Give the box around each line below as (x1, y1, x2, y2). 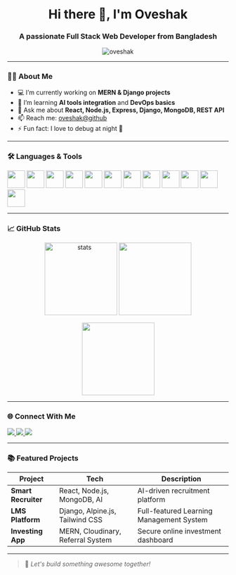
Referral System (58, 535, 112, 545)
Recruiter (11, 494, 43, 504)
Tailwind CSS (58, 514, 103, 524)
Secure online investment (137, 526, 221, 536)
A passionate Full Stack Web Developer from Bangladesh (18, 32, 218, 42)
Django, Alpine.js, (58, 506, 117, 516)
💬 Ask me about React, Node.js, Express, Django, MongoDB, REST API (17, 106, 225, 114)
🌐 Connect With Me (7, 412, 76, 422)
